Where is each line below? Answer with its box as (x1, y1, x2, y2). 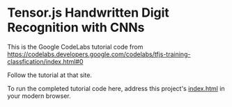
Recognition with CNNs (7, 19, 145, 35)
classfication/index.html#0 (7, 57, 84, 65)
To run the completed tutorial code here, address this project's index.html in (7, 84, 225, 92)
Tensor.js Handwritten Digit (7, 5, 169, 21)
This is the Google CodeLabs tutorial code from (7, 42, 144, 51)
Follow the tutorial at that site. (7, 71, 93, 79)
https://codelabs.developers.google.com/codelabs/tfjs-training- (7, 50, 191, 58)
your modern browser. (7, 92, 71, 100)
